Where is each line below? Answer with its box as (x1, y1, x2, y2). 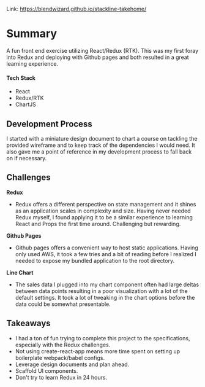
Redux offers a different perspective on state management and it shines (15, 200, 196, 208)
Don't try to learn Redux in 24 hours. (15, 373, 108, 381)
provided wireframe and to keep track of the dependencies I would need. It (6, 141, 196, 149)
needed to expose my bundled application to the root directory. (15, 257, 175, 264)
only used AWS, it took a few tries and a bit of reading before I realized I (15, 250, 197, 257)
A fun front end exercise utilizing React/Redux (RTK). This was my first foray (6, 47, 199, 54)
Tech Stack (6, 74, 35, 82)
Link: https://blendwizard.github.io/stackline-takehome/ (6, 6, 147, 12)
